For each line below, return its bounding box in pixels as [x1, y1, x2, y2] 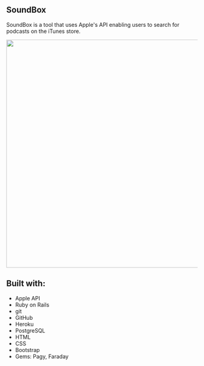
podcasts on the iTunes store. [6, 27, 81, 35]
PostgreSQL [15, 326, 46, 334]
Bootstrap [15, 346, 40, 353]
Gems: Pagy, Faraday [15, 353, 69, 360]
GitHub [15, 314, 33, 321]
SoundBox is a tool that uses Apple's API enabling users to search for [6, 21, 180, 28]
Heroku [15, 320, 34, 328]
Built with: [6, 278, 46, 289]
